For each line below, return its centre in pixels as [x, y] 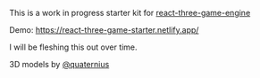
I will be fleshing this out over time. [73, 47]
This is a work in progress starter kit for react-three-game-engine [130, 13]
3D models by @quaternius [59, 64]
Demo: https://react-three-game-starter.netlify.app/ [104, 30]
